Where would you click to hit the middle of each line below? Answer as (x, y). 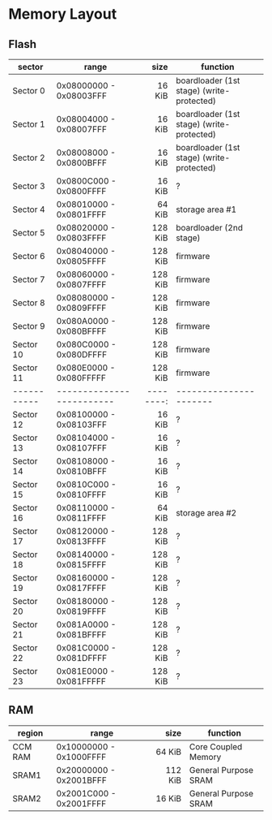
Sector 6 (29, 256)
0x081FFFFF (81, 681)
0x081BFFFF (81, 634)
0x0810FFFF (81, 494)
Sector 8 (29, 303)
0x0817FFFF (81, 588)
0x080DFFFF (82, 354)
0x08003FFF (82, 96)
